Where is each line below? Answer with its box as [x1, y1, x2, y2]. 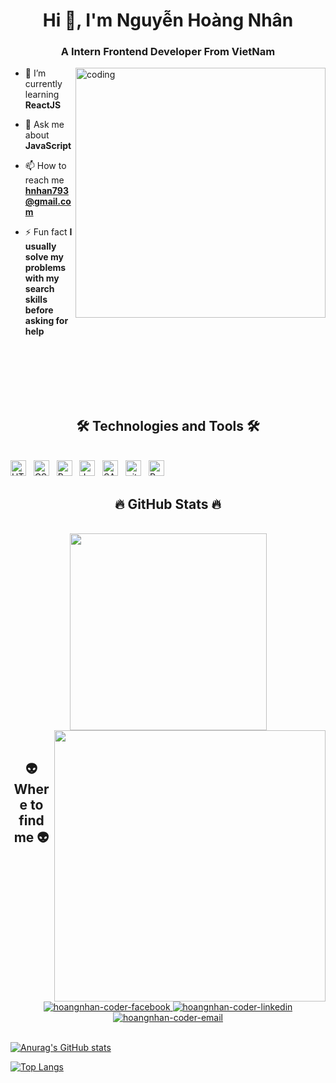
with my [24, 272, 60, 284]
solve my [24, 251, 64, 263]
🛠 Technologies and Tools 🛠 [76, 417, 260, 434]
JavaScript [24, 140, 72, 152]
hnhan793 [24, 185, 69, 197]
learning [24, 89, 60, 101]
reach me [24, 174, 65, 186]
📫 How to [24, 160, 67, 172]
